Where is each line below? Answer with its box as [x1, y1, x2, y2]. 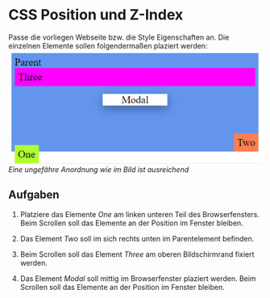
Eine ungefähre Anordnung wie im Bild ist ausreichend [8, 164, 189, 174]
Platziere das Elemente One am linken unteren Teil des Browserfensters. [19, 209, 260, 219]
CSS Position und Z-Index [8, 6, 184, 24]
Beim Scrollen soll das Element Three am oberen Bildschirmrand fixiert [19, 249, 255, 259]
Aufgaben [8, 188, 60, 202]
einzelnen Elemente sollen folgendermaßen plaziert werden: [8, 40, 208, 50]
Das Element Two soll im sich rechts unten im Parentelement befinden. [19, 233, 255, 243]
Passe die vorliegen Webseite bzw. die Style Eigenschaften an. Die [8, 32, 230, 42]
